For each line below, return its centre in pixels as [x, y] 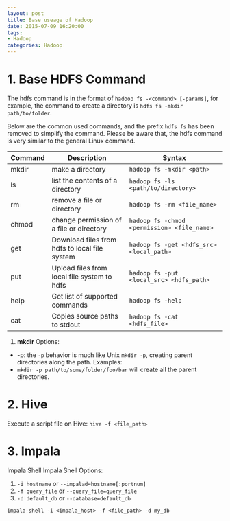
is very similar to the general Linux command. [71, 141]
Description [87, 157]
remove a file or [77, 200]
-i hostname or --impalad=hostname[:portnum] [81, 483]
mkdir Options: [38, 341]
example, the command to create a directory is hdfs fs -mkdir [95, 105]
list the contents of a [85, 181]
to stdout [66, 325]
